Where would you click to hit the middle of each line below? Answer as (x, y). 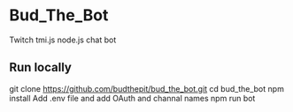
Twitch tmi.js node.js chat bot (63, 40)
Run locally (41, 67)
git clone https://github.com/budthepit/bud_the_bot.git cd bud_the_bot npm (147, 88)
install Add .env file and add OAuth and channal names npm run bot (132, 98)
